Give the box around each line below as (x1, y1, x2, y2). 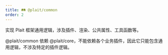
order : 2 (5, 12, 24, 17)
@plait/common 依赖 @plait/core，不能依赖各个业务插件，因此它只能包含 (5, 38, 158, 44)
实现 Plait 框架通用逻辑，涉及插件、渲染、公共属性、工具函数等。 (5, 26, 142, 33)
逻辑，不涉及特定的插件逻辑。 (9, 44, 72, 50)
